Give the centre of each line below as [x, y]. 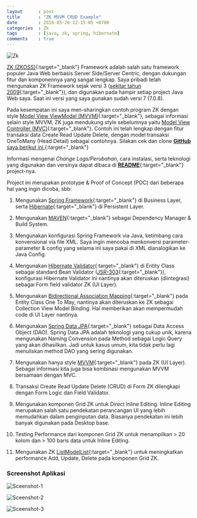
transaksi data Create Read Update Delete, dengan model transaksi [88, 135]
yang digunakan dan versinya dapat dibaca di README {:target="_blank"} [95, 165]
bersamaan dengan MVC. [46, 375]
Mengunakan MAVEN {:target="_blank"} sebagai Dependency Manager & [103, 218]
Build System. [32, 224]
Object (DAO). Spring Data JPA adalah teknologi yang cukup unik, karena [103, 332]
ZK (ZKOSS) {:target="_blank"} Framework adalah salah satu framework [93, 67]
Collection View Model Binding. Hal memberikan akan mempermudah [99, 308]
